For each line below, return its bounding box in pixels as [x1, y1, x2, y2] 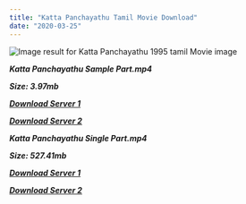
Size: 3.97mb [9, 81, 60, 91]
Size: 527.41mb [9, 149, 67, 161]
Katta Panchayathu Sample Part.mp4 [9, 64, 153, 74]
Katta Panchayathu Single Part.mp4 [9, 132, 148, 143]
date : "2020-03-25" [9, 21, 82, 30]
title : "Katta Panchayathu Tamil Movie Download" [9, 13, 199, 22]
